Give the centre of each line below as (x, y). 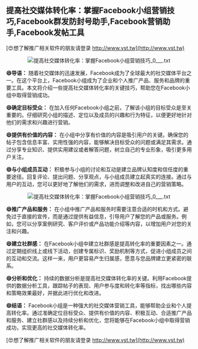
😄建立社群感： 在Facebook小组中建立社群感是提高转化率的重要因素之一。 (96, 244)
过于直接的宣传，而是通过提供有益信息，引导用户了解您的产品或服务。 (96, 216)
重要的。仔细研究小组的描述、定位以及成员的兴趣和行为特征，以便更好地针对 (99, 115)
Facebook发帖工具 (51, 33)
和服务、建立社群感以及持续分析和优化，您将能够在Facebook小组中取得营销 (98, 320)
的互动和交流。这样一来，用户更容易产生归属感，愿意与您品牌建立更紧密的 (96, 258)
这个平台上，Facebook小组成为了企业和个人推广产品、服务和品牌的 (103, 80)
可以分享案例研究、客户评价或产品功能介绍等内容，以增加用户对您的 (104, 224)
